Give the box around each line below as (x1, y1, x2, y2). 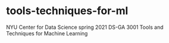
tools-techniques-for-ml (6, 4, 128, 18)
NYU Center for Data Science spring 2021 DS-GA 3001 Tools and (6, 24, 164, 31)
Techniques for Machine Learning (6, 29, 88, 37)
